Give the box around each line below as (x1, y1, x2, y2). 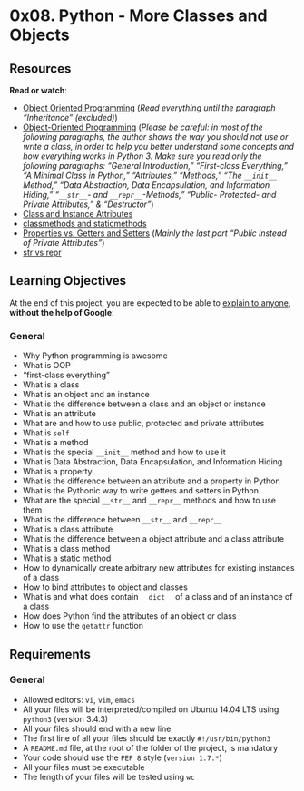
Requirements (9, 646, 91, 662)
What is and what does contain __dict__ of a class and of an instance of (22, 591, 293, 602)
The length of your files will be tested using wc (22, 771, 195, 782)
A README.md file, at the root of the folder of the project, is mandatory (22, 742, 279, 753)
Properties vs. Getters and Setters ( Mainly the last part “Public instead (22, 228, 288, 239)
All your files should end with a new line (22, 723, 172, 734)
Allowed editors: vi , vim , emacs (22, 694, 136, 705)
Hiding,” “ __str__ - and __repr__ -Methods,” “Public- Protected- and (22, 190, 277, 200)
